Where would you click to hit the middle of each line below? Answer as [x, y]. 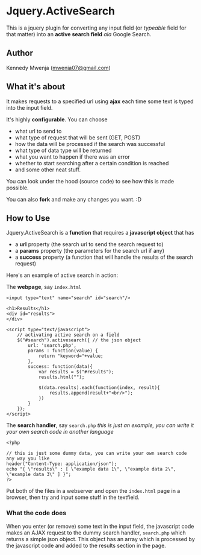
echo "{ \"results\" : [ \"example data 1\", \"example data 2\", [91, 469]
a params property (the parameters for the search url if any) [89, 251]
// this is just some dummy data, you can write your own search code [97, 454]
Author [20, 53]
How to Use [28, 218]
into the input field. [29, 107]
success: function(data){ [60, 367]
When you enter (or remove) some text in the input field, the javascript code [100, 526]
